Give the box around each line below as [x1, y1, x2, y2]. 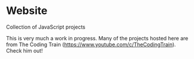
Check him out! [6, 47, 43, 54]
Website [6, 4, 48, 18]
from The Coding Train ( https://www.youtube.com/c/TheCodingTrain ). [6, 41, 176, 48]
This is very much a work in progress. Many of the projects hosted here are [6, 34, 189, 41]
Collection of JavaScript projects [6, 23, 86, 30]
